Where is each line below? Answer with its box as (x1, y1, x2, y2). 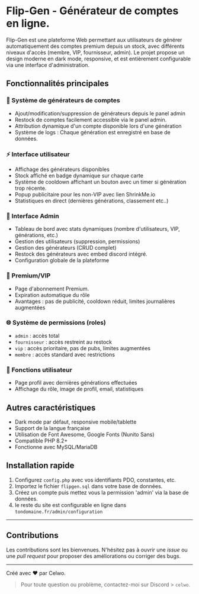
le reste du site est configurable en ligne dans (14, 501, 127, 508)
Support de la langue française (14, 424, 91, 431)
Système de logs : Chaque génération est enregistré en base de (14, 128, 171, 135)
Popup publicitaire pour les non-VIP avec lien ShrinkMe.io (14, 191, 156, 198)
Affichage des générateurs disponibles (14, 166, 110, 173)
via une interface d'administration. (6, 61, 90, 69)
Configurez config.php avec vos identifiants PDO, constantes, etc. (14, 476, 176, 483)
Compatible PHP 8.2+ (14, 437, 68, 444)
